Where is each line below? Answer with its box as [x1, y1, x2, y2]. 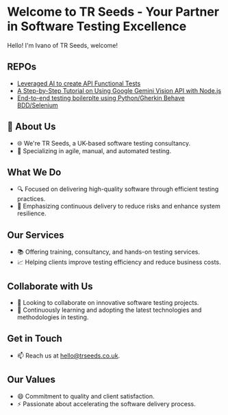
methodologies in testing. [16, 313, 89, 321]
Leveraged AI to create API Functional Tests [16, 79, 141, 88]
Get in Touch [7, 333, 63, 345]
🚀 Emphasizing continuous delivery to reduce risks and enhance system [16, 202, 220, 211]
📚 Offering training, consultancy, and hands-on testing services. [16, 247, 201, 256]
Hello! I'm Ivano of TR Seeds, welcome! [7, 41, 118, 49]
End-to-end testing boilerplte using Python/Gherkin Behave [16, 94, 185, 102]
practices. [16, 195, 46, 203]
